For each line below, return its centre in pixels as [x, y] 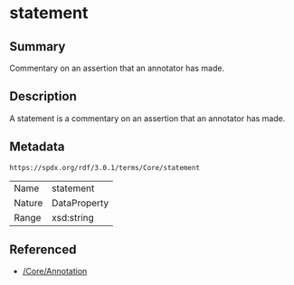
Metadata [37, 147]
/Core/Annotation [55, 271]
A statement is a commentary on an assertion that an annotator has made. [147, 118]
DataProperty [80, 203]
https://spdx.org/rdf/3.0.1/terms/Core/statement [105, 167]
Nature [28, 203]
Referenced [43, 250]
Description [43, 96]
